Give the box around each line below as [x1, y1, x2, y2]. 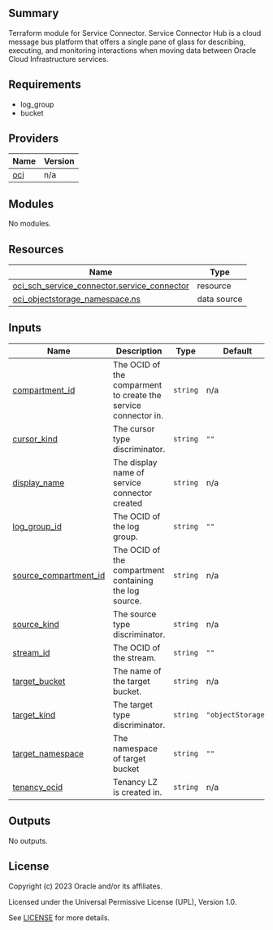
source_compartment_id [12, 569, 106, 581]
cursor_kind [12, 433, 58, 445]
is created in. [112, 786, 162, 797]
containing [112, 574, 154, 586]
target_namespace [12, 748, 84, 759]
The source [112, 608, 157, 620]
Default [223, 345, 253, 357]
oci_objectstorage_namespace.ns [12, 293, 141, 305]
